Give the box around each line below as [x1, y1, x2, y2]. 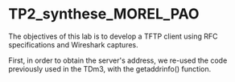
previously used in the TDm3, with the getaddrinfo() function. [8, 64, 212, 73]
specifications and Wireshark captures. [8, 39, 138, 49]
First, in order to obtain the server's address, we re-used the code [8, 55, 228, 65]
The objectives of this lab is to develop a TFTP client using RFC [8, 31, 218, 41]
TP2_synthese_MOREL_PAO [8, 5, 200, 23]
